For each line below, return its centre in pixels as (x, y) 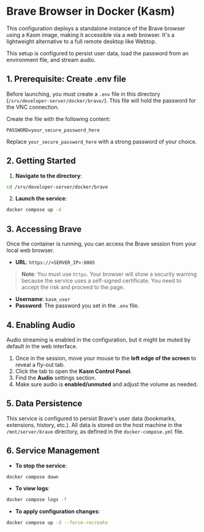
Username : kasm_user (43, 299)
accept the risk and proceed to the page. (73, 288)
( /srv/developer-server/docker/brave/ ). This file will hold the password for (101, 100)
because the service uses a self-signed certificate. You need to (101, 281)
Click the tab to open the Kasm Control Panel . (74, 371)
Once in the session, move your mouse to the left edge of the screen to (106, 358)
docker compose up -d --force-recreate (57, 523)
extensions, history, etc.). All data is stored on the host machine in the (94, 424)
